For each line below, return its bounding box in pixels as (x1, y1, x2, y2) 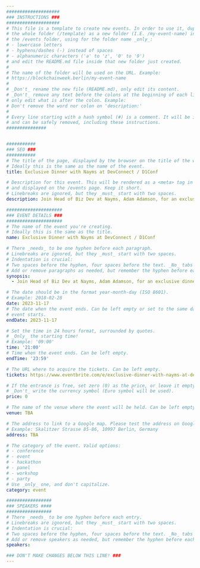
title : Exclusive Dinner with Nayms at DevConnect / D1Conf (6, 169, 159, 175)
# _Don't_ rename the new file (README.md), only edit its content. (6, 86, 180, 92)
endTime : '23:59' (6, 355, 49, 361)
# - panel (6, 465, 31, 471)
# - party (6, 476, 31, 482)
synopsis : (6, 273, 31, 279)
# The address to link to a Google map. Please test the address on (6, 421, 180, 427)
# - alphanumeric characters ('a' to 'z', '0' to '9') (6, 53, 145, 59)
